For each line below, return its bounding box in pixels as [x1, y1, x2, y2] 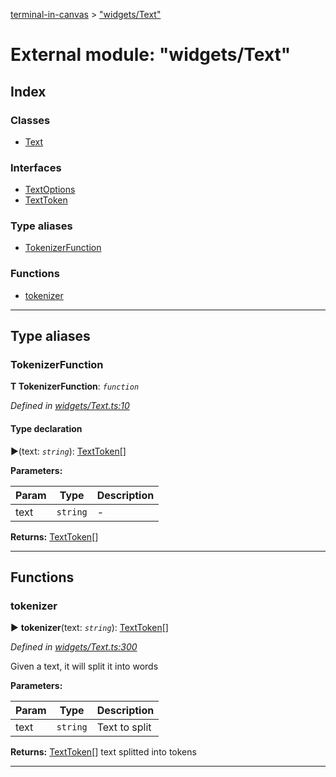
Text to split [96, 720, 152, 734]
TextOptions [24, 184, 76, 196]
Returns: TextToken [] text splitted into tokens [10, 746, 197, 758]
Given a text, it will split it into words [10, 660, 159, 673]
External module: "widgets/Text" [10, 44, 292, 66]
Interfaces [10, 160, 62, 174]
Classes [10, 113, 51, 127]
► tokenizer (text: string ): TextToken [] [10, 622, 169, 634]
